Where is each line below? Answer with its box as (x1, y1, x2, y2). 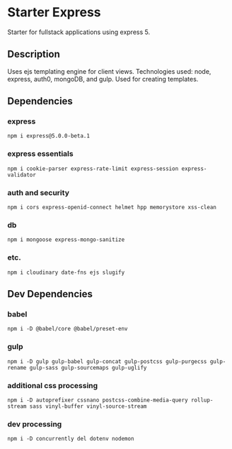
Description (7, 48, 60, 60)
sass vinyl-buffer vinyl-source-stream (29, 402, 147, 410)
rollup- (190, 397, 214, 404)
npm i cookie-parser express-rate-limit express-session (7, 165, 179, 172)
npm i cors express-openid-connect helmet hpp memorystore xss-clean (7, 204, 217, 211)
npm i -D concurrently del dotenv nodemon (7, 436, 134, 443)
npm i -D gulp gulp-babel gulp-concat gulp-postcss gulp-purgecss (7, 357, 207, 365)
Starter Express (7, 4, 101, 21)
